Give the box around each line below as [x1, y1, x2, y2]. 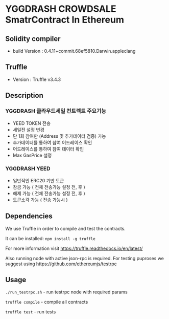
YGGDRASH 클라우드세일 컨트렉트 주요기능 [5, 108, 106, 115]
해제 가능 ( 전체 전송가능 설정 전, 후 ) [12, 190, 85, 196]
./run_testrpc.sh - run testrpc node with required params [5, 289, 128, 295]
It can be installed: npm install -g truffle [5, 235, 95, 241]
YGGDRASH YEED [5, 165, 51, 172]
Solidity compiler [5, 34, 61, 43]
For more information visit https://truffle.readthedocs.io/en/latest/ [5, 245, 143, 251]
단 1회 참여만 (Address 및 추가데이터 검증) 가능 [12, 133, 106, 139]
